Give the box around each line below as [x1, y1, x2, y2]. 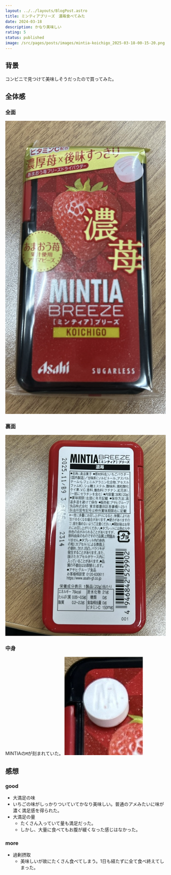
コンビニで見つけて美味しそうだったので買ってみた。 [5, 76, 117, 82]
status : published [5, 35, 44, 40]
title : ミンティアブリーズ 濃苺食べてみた [5, 13, 85, 19]
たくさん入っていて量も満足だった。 [20, 820, 96, 827]
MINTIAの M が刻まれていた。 [5, 751, 64, 757]
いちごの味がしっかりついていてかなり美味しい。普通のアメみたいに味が [12, 801, 164, 807]
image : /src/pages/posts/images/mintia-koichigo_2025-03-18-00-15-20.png [5, 41, 165, 46]
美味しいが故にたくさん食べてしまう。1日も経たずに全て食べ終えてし [20, 858, 164, 864]
